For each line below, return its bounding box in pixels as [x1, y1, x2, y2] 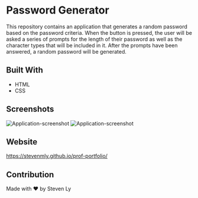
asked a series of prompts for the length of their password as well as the [6, 35, 183, 42]
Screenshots [6, 104, 54, 114]
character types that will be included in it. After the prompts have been [6, 42, 178, 49]
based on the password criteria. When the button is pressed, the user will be [6, 29, 192, 36]
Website [6, 137, 37, 147]
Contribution [6, 169, 54, 180]
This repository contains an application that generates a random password [6, 23, 188, 30]
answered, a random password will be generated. [6, 48, 127, 55]
